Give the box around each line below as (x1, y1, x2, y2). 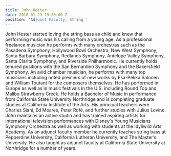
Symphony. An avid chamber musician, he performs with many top (5, 69, 146, 75)
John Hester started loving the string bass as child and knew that (5, 31, 143, 37)
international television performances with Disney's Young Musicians (5, 118, 151, 124)
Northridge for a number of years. (5, 145, 77, 151)
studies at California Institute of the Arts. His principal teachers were (5, 102, 149, 108)
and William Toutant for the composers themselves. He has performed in (5, 80, 159, 86)
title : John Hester (5, 7, 47, 13)
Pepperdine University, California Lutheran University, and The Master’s (5, 134, 157, 141)
